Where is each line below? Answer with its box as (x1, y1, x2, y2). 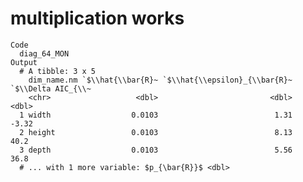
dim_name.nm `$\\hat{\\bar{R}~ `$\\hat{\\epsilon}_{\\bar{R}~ (28, 75, 293, 85)
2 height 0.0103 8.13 (19, 127, 293, 137)
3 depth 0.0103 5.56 (19, 145, 293, 155)
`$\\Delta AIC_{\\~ (10, 83, 92, 94)
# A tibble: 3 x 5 (19, 66, 97, 76)
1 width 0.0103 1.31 (19, 110, 293, 120)
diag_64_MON (19, 48, 70, 59)
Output (10, 57, 38, 67)
